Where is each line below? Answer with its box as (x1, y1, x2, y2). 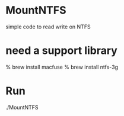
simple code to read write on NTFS (5, 23, 91, 30)
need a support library (5, 44, 118, 57)
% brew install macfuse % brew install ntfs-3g (5, 63, 119, 70)
